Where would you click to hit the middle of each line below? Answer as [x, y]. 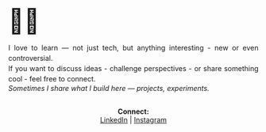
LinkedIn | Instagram [133, 120]
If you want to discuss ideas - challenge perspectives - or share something [133, 69]
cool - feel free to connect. [52, 79]
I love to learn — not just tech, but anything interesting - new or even [133, 48]
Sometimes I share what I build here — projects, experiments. [109, 89]
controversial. [31, 58]
